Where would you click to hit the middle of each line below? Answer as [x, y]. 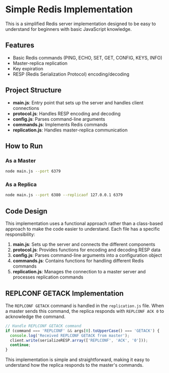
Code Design [26, 211]
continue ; [20, 345]
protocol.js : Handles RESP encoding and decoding [67, 114]
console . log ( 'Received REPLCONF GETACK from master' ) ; [70, 335]
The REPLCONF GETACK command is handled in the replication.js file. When [85, 305]
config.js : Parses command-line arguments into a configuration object [87, 255]
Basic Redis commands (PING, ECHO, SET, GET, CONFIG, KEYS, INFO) [88, 58]
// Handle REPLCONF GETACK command [43, 326]
